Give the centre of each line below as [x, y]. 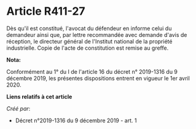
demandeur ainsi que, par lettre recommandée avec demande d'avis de [97, 34]
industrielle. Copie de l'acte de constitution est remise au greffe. [88, 48]
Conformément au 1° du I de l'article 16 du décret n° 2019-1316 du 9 [92, 71]
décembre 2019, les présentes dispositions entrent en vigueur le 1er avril [98, 78]
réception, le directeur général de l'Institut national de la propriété [89, 41]
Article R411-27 [46, 11]
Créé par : [18, 108]
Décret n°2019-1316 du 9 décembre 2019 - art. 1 [76, 120]
